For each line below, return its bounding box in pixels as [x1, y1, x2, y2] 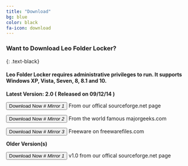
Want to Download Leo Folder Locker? [6, 45, 117, 53]
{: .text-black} [6, 57, 40, 65]
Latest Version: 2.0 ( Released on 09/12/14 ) [6, 90, 115, 97]
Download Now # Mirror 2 [9, 116, 65, 122]
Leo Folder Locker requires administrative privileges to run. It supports [6, 71, 182, 78]
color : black [6, 19, 38, 25]
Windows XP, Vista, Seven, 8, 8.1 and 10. [6, 77, 107, 84]
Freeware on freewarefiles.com [68, 127, 145, 135]
